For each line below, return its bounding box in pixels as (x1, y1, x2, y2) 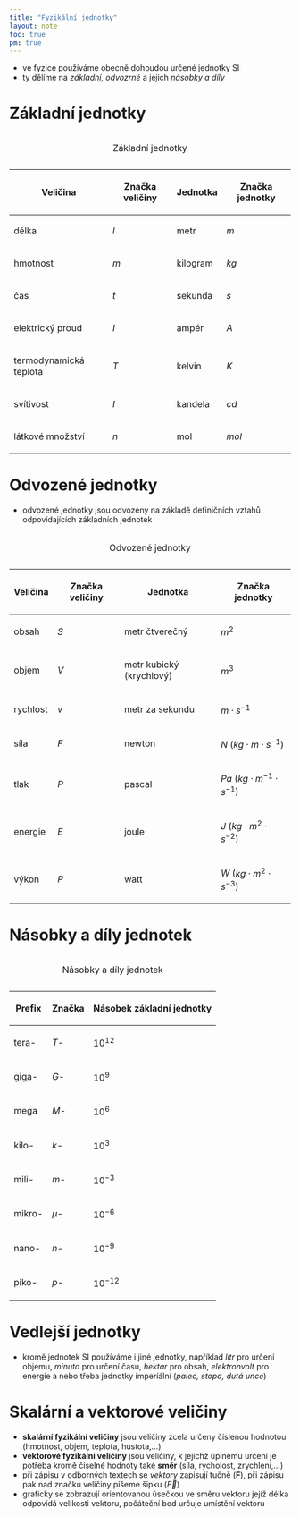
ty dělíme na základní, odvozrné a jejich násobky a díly (21, 72, 225, 83)
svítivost (13, 398, 49, 411)
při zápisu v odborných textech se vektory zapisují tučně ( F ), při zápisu (21, 1469, 284, 1480)
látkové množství (13, 430, 85, 443)
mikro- (13, 1208, 44, 1220)
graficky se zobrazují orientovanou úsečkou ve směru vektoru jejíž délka (21, 1488, 289, 1499)
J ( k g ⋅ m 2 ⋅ (220, 818, 268, 833)
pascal (123, 778, 153, 791)
